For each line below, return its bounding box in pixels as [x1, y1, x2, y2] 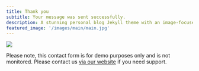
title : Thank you [6, 8, 49, 15]
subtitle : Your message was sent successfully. [6, 14, 126, 20]
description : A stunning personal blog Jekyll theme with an [6, 19, 161, 25]
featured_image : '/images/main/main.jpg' [6, 25, 110, 31]
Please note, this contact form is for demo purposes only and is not [6, 52, 171, 59]
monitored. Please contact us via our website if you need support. [6, 58, 167, 65]
